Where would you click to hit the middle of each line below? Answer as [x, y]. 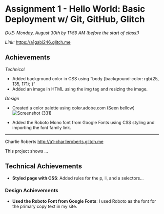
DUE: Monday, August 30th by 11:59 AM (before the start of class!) [72, 33]
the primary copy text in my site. [44, 206]
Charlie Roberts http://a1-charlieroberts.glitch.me [54, 142]
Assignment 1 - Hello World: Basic [75, 9]
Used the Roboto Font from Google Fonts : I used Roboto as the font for [84, 201]
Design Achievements [32, 191]
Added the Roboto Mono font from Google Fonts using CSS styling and [83, 122]
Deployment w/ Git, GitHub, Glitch [75, 19]
